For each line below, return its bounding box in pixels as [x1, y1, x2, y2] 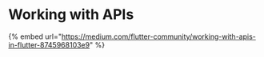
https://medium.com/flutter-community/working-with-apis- [61, 32, 256, 41]
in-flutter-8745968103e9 [8, 40, 90, 49]
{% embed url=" [8, 32, 62, 41]
